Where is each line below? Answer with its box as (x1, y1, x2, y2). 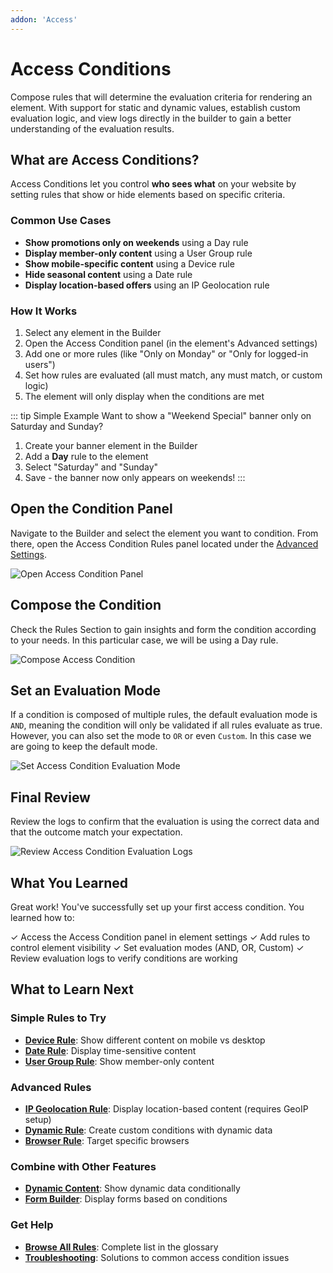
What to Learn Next (10, 981, 134, 998)
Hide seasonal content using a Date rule (24, 268, 193, 280)
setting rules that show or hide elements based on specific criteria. (10, 189, 286, 201)
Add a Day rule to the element (24, 450, 149, 462)
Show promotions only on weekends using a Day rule (24, 236, 249, 248)
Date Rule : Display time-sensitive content (24, 1044, 197, 1056)
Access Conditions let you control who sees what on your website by (10, 178, 297, 190)
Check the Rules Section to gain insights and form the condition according (10, 623, 317, 635)
